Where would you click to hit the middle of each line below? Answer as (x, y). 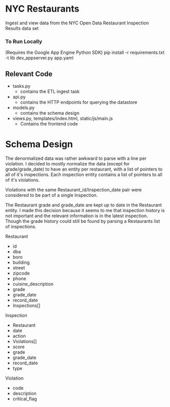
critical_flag (25, 398)
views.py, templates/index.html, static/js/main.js (63, 118)
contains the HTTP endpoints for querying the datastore (79, 103)
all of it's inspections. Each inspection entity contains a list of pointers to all (84, 174)
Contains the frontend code (49, 124)
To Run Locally (24, 41)
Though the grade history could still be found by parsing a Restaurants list (83, 221)
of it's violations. (22, 180)
